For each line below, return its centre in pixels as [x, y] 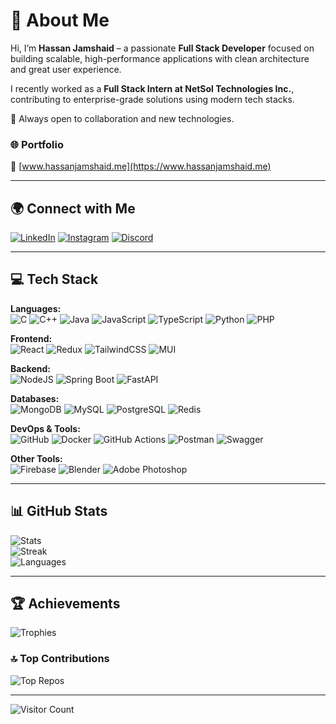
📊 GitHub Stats [59, 511]
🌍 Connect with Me [73, 208]
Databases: [35, 398]
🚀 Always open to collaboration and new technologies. [122, 118]
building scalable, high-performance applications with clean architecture [160, 58]
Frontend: [31, 338]
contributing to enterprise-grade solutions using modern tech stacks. [152, 99]
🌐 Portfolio [37, 144]
